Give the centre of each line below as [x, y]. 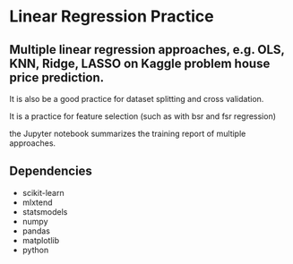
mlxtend [37, 202]
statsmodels [45, 211]
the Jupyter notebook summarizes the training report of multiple [128, 133]
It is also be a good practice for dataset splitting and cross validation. [137, 99]
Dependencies [51, 171]
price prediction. [57, 77]
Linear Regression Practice [112, 17]
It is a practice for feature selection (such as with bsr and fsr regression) [142, 116]
